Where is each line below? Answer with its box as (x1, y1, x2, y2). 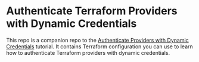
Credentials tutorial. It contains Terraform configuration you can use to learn (6, 43, 194, 50)
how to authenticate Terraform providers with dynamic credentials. (6, 49, 170, 56)
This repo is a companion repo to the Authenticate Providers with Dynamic (6, 36, 189, 44)
